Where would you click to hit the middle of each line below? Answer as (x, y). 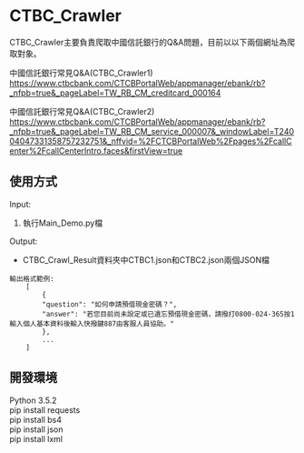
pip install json (36, 429)
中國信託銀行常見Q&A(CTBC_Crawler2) (82, 111)
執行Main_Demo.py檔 (62, 223)
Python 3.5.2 (33, 400)
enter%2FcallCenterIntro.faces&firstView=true (96, 150)
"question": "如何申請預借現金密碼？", (110, 304)
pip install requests (45, 409)
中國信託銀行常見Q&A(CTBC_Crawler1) (81, 73)
